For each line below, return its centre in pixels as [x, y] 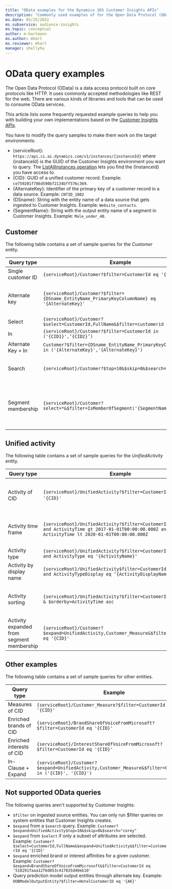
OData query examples [55, 74]
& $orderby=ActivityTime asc [79, 602]
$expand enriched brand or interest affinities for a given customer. [82, 856]
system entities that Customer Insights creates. [62, 820]
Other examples [31, 664]
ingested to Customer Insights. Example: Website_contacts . [75, 205]
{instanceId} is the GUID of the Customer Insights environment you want [89, 161]
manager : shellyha [25, 48]
